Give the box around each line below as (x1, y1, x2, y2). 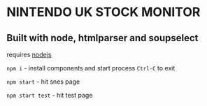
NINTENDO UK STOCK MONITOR (6, 4, 201, 20)
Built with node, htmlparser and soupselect (6, 32, 199, 44)
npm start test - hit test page (6, 91, 93, 99)
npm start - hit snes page (6, 77, 80, 86)
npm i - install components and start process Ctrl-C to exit (6, 64, 176, 72)
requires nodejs (6, 50, 52, 59)
